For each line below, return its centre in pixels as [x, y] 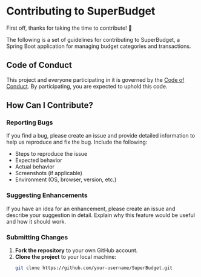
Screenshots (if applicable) [49, 173]
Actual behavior [35, 167]
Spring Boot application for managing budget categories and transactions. [99, 46]
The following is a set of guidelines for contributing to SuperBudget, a [93, 39]
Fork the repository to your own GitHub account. [76, 250]
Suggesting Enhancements [47, 195]
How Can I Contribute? [50, 105]
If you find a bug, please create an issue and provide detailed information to [101, 136]
